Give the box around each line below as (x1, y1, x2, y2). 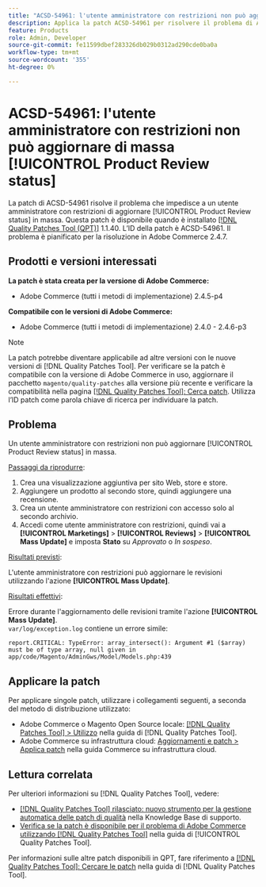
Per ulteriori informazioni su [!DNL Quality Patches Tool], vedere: (8, 789, 219, 798)
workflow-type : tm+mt (8, 48, 80, 56)
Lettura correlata (8, 767, 93, 781)
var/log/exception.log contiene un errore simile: (8, 624, 169, 633)
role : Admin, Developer (8, 33, 87, 42)
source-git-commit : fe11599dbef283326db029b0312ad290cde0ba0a (8, 41, 218, 49)
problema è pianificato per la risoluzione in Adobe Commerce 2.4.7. (8, 232, 228, 241)
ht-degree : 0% (8, 63, 55, 71)
